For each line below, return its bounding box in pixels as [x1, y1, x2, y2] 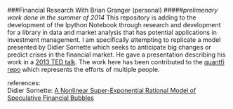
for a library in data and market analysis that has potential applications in [7, 28, 218, 36]
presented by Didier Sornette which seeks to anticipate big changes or [7, 43, 212, 51]
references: [7, 79, 41, 87]
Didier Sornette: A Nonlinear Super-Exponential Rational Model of [7, 87, 197, 94]
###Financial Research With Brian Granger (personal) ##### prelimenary [7, 6, 218, 14]
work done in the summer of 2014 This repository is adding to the [7, 13, 197, 22]
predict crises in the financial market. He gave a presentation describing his [7, 50, 226, 59]
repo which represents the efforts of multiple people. [7, 66, 160, 73]
